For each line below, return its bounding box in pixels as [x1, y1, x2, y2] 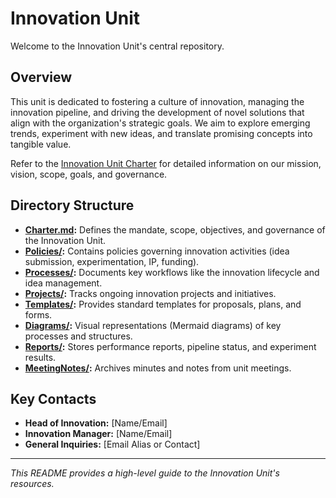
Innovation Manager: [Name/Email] [24, 428, 173, 440]
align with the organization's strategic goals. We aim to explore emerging [10, 117, 311, 129]
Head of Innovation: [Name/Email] [24, 417, 168, 429]
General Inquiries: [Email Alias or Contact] [24, 438, 201, 451]
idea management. [24, 277, 103, 289]
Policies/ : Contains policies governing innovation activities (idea [24, 245, 290, 257]
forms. [24, 308, 53, 321]
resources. [10, 478, 55, 490]
